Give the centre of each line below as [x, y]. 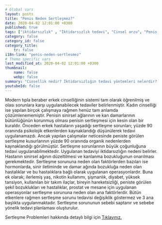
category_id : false [25, 41]
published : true [21, 28]
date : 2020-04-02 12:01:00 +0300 [39, 23]
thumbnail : [16, 68]
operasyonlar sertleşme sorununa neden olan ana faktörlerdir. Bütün [73, 192]
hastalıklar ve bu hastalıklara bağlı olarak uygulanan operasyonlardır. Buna [79, 172]
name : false [26, 73]
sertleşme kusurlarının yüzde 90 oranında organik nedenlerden [68, 141]
